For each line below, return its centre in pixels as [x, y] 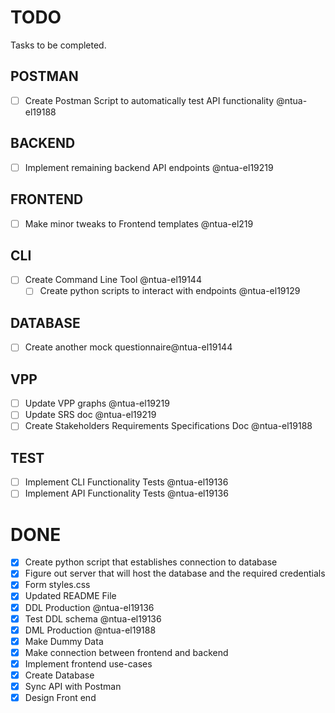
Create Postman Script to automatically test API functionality [149, 100]
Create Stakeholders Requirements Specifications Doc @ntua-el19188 [168, 426]
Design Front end [60, 697]
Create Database [59, 675]
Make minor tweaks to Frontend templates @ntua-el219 [139, 223]
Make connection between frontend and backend [126, 652]
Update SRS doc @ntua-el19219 [90, 415]
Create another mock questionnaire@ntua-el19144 [128, 347]
